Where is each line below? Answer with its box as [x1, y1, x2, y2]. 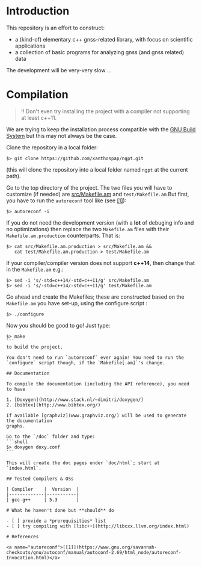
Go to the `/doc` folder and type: [6, 434, 96, 440]
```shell [6, 438, 28, 445]
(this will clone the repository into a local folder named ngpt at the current [6, 166, 188, 173]
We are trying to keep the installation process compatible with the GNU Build [6, 125, 196, 133]
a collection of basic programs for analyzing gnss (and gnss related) [14, 48, 185, 55]
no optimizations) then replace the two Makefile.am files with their [6, 225, 170, 232]
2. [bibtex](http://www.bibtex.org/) [6, 402, 101, 408]
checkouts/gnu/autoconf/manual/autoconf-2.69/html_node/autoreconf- [6, 549, 182, 555]
